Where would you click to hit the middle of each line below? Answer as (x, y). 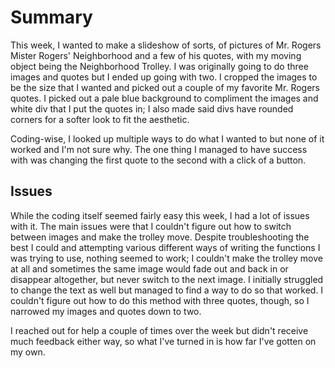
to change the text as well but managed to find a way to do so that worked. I (167, 290)
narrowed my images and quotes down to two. (106, 311)
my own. (28, 352)
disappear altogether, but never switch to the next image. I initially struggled (167, 279)
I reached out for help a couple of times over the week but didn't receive (159, 330)
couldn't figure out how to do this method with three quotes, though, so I (160, 300)
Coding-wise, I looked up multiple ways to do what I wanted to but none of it (167, 138)
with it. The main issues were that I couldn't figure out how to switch (151, 226)
